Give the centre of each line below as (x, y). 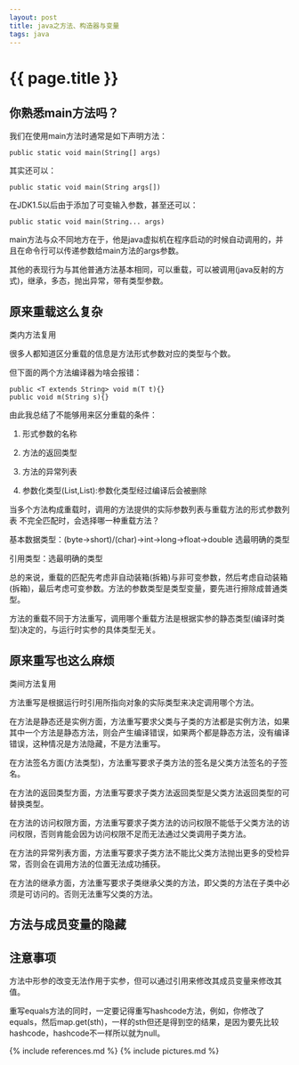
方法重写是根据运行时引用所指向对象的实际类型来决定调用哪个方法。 (134, 703)
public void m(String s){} (59, 397)
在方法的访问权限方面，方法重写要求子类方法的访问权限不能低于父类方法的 (145, 823)
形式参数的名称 (49, 434)
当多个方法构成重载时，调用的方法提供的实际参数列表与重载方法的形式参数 (145, 509)
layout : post (33, 17)
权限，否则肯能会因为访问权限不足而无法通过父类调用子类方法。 (133, 834)
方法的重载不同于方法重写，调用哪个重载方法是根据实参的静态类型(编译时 (143, 619)
